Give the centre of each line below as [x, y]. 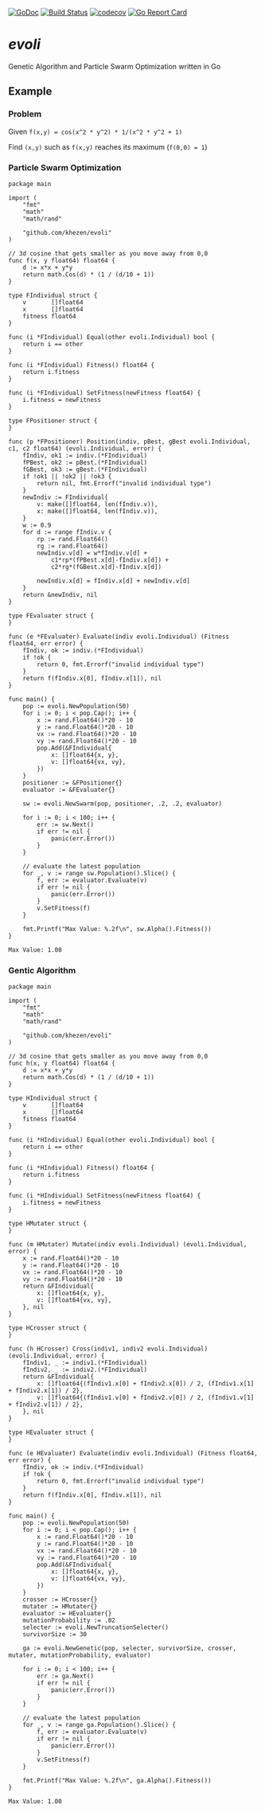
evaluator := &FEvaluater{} [69, 789]
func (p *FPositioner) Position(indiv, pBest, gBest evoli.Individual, [129, 442]
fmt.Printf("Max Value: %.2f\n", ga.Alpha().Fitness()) [117, 1781]
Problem [25, 114]
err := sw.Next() [65, 824]
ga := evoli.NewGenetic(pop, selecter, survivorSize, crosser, [130, 1648]
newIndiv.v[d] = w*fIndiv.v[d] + [92, 553]
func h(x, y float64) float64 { [62, 1064]
